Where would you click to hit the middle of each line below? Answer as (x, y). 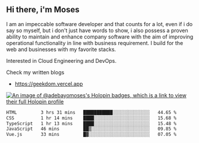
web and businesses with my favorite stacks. (61, 49)
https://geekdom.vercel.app (49, 84)
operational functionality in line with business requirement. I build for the (95, 43)
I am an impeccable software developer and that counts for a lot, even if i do (99, 24)
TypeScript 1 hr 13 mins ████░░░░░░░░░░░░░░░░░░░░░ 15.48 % (91, 123)
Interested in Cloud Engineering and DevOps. (61, 61)
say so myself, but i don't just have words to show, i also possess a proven (97, 30)
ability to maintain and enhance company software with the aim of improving (100, 36)
